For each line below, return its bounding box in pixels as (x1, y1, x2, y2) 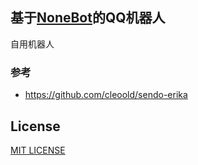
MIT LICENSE (10, 144, 66, 156)
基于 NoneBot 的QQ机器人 (10, 9, 166, 27)
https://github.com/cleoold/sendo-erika (24, 89, 188, 101)
